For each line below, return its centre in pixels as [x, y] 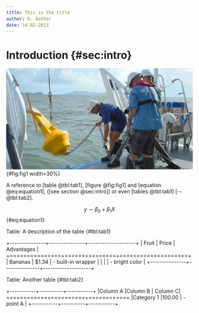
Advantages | [23, 250]
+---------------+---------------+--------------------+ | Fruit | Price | [91, 243]
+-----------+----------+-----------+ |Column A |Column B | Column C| [93, 291]
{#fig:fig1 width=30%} [33, 174]
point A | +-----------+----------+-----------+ [62, 304]
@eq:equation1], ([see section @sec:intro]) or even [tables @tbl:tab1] [90, 191]
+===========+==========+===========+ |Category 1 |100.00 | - [96, 298]
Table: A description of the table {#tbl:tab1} [59, 232]
